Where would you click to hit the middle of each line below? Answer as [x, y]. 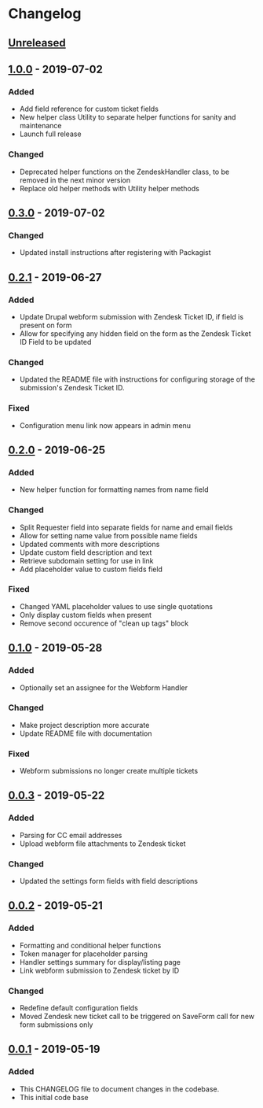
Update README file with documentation [86, 733]
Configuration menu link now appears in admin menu [105, 425]
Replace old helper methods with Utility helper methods [110, 188]
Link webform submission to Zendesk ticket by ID [99, 970]
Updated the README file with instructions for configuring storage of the [137, 379]
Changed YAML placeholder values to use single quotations [116, 606]
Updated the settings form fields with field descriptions [109, 881]
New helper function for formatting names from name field [114, 489]
